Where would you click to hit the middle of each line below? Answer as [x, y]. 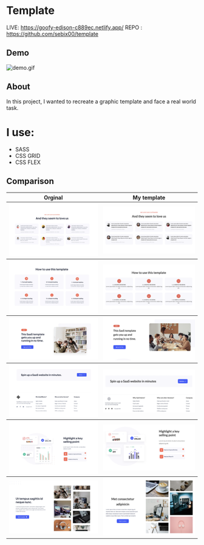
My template [149, 197]
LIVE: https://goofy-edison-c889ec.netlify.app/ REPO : [74, 27]
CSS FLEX [28, 162]
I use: [20, 132]
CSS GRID [28, 156]
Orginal [53, 197]
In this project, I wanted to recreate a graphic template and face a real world [101, 101]
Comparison [30, 181]
